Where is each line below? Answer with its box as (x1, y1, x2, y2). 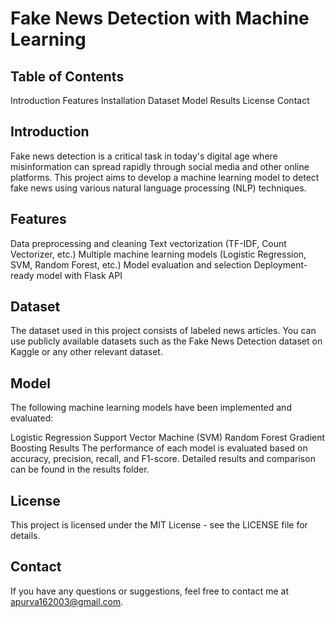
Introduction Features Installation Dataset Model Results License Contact (10, 95, 310, 106)
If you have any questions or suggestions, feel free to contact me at (10, 585, 289, 597)
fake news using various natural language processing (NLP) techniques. (10, 182, 307, 194)
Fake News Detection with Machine (10, 7, 310, 30)
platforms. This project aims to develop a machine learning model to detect (10, 171, 320, 183)
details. (10, 530, 41, 542)
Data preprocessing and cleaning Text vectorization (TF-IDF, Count (10, 237, 287, 249)
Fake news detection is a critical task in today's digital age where (10, 150, 278, 162)
